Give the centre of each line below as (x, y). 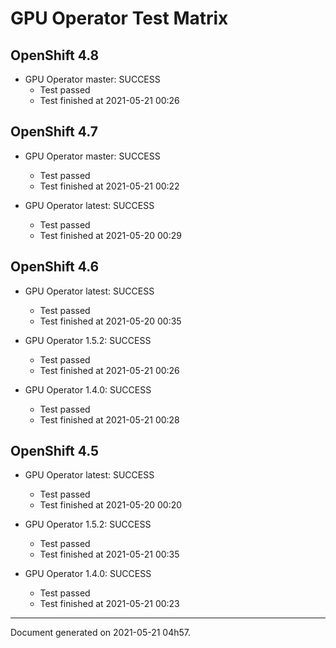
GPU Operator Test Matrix (119, 18)
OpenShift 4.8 (55, 55)
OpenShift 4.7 (54, 132)
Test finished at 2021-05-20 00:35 (110, 321)
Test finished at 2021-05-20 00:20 (111, 505)
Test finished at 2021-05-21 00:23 (109, 604)
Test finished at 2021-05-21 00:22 (109, 186)
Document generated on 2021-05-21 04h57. (101, 633)
